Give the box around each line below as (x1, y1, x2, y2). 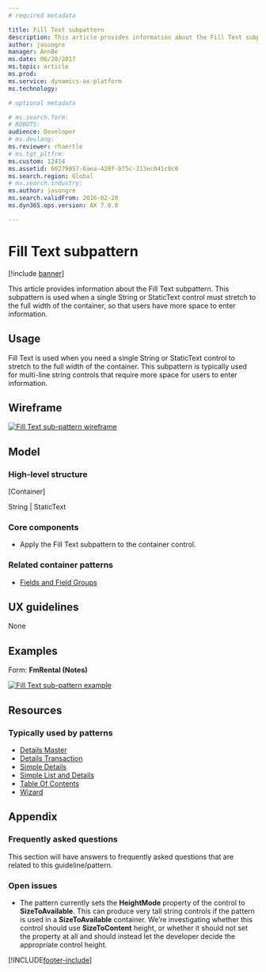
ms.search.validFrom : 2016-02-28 (8, 195, 119, 202)
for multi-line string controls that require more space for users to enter (8, 369, 237, 380)
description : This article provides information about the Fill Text (8, 33, 243, 41)
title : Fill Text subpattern (8, 25, 104, 34)
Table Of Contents (19, 778, 80, 788)
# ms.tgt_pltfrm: (8, 149, 66, 158)
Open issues (8, 879, 58, 891)
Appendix (8, 810, 58, 823)
